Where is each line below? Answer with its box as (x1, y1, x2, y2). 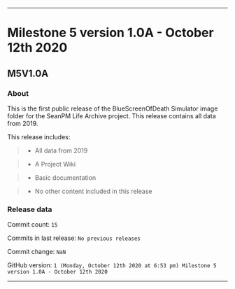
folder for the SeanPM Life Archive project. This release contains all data (7, 111, 217, 120)
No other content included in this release (34, 187, 152, 195)
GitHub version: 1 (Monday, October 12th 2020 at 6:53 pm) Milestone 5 (7, 261, 217, 269)
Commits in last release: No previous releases (7, 234, 141, 242)
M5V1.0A (7, 67, 49, 79)
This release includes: (7, 132, 71, 141)
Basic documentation (34, 173, 97, 182)
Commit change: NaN (7, 248, 66, 256)
